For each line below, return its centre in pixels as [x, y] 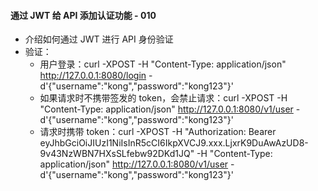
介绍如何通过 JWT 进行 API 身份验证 [99, 39]
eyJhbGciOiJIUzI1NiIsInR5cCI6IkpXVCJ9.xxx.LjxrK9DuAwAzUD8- [174, 143]
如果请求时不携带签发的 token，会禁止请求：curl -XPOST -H [163, 98]
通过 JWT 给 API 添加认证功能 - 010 [83, 15]
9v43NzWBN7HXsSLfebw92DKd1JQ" [117, 154]
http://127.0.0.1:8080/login [93, 76]
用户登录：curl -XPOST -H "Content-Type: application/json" [163, 64]
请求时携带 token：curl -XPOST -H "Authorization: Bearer [158, 132]
